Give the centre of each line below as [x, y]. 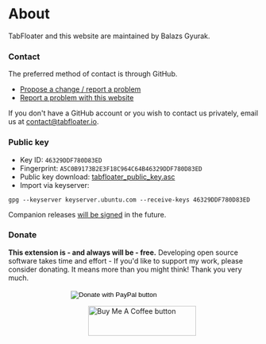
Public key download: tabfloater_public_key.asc [97, 177]
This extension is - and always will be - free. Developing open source [123, 252]
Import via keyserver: [54, 185]
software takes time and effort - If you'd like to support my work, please [126, 260]
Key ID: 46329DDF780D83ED [61, 159]
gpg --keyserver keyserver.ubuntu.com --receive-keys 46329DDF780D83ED [129, 200]
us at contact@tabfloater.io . [54, 122]
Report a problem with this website [77, 98]
